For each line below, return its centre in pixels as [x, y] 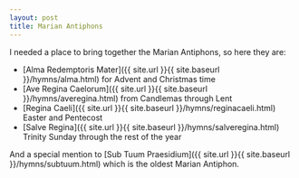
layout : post [34, 18]
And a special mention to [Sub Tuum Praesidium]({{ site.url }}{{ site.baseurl [150, 154]
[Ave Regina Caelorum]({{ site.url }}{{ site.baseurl [115, 89]
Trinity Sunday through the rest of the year [102, 136]
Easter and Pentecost [63, 117]
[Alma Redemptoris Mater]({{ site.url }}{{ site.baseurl [121, 70]
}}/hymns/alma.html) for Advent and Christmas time [119, 79]
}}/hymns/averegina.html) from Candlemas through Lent [127, 98]
